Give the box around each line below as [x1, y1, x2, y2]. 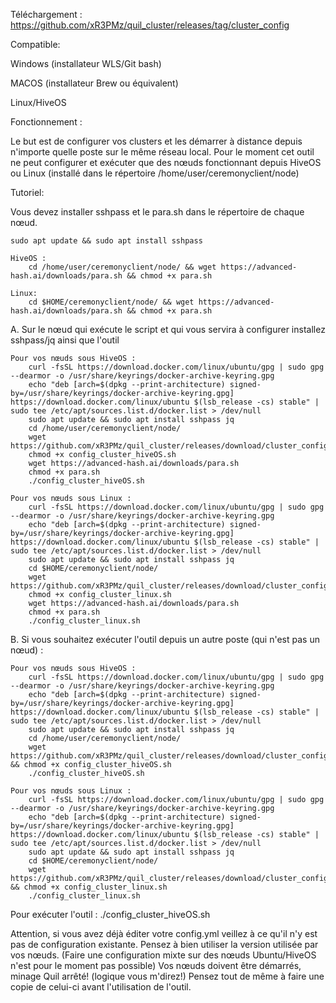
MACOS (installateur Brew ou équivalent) [10, 77, 179, 89]
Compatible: [10, 39, 61, 50]
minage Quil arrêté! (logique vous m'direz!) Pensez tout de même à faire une [10, 970, 325, 982]
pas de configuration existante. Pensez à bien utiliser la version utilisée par [10, 939, 319, 950]
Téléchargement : [10, 9, 83, 20]
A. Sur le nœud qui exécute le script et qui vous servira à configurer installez [10, 324, 326, 335]
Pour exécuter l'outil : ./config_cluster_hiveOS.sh [10, 909, 211, 920]
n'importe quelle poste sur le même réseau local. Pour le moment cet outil [10, 146, 315, 158]
